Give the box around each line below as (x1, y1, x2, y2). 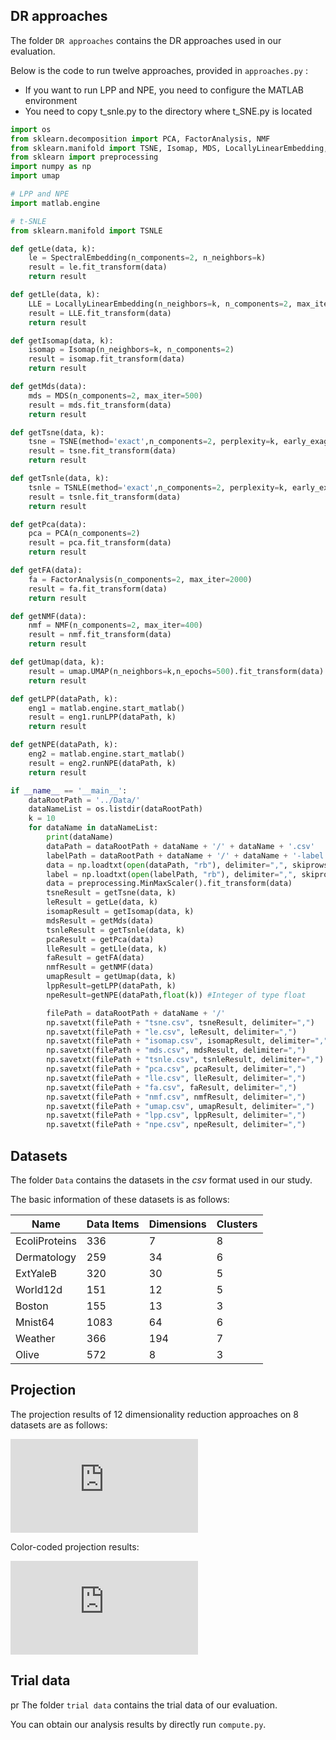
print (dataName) (46, 832, 114, 843)
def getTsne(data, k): (10, 427, 105, 438)
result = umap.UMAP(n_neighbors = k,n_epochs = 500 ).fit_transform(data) (28, 666, 325, 676)
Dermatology (15, 1250, 77, 1264)
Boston (15, 1299, 49, 1313)
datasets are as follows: (10, 1419, 108, 1431)
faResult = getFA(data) (46, 953, 145, 963)
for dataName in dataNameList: (28, 823, 159, 833)
